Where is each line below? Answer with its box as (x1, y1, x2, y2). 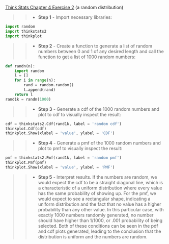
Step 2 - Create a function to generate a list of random (38, 43, 153, 49)
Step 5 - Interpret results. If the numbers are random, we (38, 174, 157, 180)
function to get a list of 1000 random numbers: (38, 54, 136, 60)
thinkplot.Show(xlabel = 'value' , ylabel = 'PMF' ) (5, 165, 115, 170)
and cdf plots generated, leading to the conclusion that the (38, 228, 161, 234)
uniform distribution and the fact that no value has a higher (38, 201, 161, 207)
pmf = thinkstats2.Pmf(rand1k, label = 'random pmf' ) (5, 155, 122, 160)
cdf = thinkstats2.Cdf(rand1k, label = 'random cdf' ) (5, 121, 122, 127)
